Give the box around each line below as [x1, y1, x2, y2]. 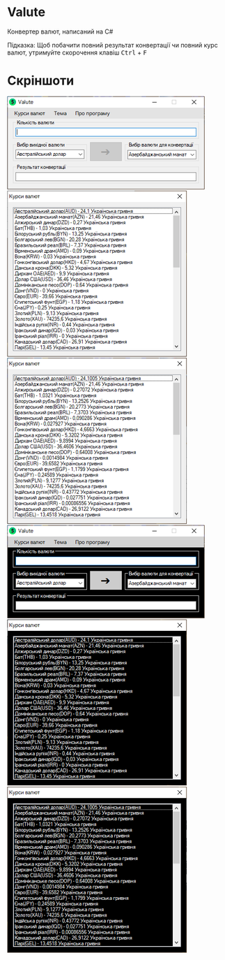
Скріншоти [7, 73, 75, 89]
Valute [7, 4, 46, 20]
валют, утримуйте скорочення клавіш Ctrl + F [7, 48, 148, 57]
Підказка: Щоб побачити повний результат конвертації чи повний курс [7, 41, 218, 49]
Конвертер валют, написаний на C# [7, 27, 114, 36]
